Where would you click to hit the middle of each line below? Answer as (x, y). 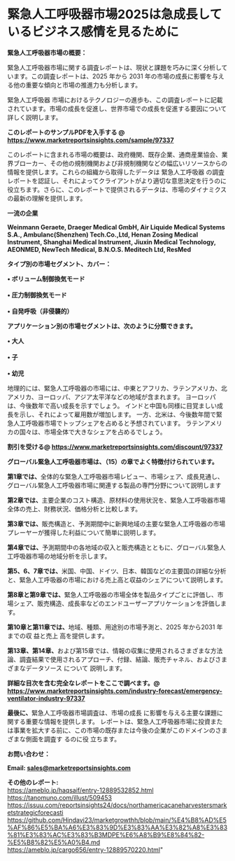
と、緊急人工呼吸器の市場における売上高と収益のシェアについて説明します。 (117, 580)
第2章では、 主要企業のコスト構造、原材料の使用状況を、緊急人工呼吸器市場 (116, 500)
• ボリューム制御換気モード (46, 279)
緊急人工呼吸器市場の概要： (47, 52)
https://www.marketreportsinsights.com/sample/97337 (91, 140)
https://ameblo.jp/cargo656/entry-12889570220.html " (85, 849)
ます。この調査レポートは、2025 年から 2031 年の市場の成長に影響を (113, 76)
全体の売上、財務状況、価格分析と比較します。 (74, 509)
